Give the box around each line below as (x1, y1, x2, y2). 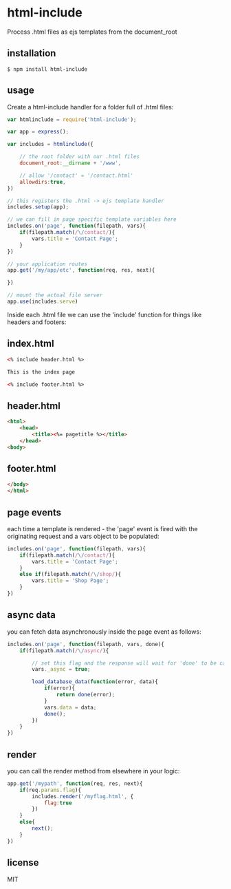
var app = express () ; (7, 129, 69, 136)
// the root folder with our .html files (19, 153, 140, 160)
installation (7, 47, 56, 59)
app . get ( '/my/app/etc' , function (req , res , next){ (7, 267, 155, 274)
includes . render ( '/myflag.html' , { (32, 793, 134, 800)
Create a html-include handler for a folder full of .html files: (7, 103, 174, 111)
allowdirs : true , (19, 178, 67, 185)
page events (7, 506, 62, 518)
